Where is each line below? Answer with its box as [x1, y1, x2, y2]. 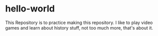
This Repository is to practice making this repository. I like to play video [5, 19, 153, 25]
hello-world [5, 3, 55, 14]
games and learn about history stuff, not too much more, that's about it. [5, 24, 153, 30]
